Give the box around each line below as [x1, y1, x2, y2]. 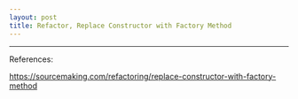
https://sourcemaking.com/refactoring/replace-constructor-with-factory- [9, 71, 277, 81]
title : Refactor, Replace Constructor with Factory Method [9, 21, 232, 30]
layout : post [9, 12, 58, 22]
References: [9, 54, 53, 65]
